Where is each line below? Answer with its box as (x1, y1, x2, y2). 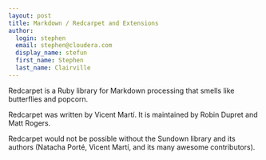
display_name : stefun (15, 49, 88, 57)
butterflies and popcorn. (8, 94, 89, 104)
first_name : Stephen (15, 57, 84, 65)
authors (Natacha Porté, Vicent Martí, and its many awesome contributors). (8, 142, 256, 152)
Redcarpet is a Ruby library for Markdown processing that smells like (8, 86, 235, 95)
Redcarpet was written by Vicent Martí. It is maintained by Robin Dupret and (8, 110, 258, 119)
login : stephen (15, 34, 66, 42)
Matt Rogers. (8, 118, 51, 128)
